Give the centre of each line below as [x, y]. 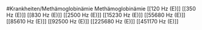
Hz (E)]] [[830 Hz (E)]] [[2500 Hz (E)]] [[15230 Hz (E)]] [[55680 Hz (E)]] [96, 15]
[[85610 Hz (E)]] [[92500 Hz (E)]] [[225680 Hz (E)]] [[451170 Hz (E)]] [92, 21]
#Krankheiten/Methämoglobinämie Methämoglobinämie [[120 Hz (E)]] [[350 [101, 9]
